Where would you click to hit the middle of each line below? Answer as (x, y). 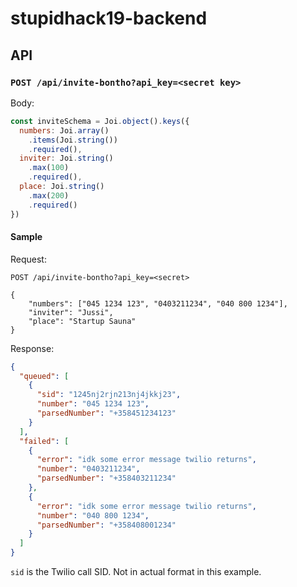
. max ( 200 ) (49, 195)
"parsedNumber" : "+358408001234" (106, 525)
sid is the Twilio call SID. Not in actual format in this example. (136, 572)
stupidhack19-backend (109, 18)
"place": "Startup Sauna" (82, 321)
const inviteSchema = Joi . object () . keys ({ (100, 121)
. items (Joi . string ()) (73, 140)
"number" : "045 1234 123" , (93, 404)
